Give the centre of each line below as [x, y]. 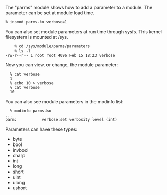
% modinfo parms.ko [31, 111]
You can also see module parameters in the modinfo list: [64, 101]
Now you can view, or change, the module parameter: [62, 65]
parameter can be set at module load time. [50, 13]
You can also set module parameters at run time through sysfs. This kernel [84, 32]
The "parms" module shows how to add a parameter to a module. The [79, 7]
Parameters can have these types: [41, 129]
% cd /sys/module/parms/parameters [52, 46]
